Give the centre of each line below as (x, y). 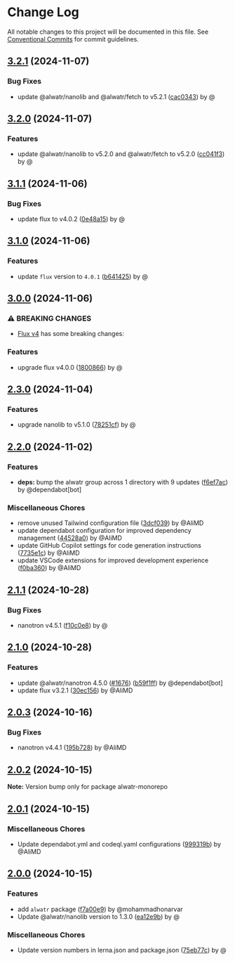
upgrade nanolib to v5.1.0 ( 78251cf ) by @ (76, 425)
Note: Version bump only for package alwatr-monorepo (88, 787)
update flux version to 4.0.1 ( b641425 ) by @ (83, 276)
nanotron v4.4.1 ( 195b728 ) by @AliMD (72, 748)
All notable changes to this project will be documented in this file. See (108, 32)
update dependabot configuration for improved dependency (104, 531)
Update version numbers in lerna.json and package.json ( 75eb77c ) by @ (122, 950)
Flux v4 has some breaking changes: (71, 334)
